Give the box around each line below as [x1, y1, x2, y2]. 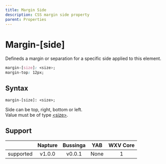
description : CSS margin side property [5, 12, 90, 17]
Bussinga [62, 142, 86, 149]
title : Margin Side [5, 7, 47, 13]
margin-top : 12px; [5, 70, 44, 75]
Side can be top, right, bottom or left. [5, 106, 83, 112]
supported [8, 150, 33, 157]
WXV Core [108, 142, 135, 149]
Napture [37, 142, 58, 149]
